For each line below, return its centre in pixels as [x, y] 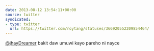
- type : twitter [22, 24]
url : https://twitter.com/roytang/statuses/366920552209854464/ [80, 29]
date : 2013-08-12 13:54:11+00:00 [41, 10]
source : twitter [22, 15]
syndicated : [18, 19]
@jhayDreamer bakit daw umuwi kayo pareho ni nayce [62, 43]
